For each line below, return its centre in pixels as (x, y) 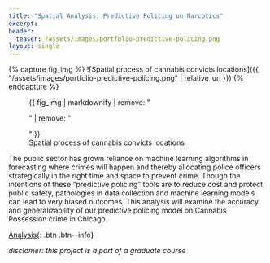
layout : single (34, 46)
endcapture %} (34, 87)
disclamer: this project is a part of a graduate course (97, 251)
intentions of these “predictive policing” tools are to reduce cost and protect (136, 185)
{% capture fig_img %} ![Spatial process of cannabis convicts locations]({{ (133, 69)
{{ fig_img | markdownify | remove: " (89, 103)
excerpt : (23, 24)
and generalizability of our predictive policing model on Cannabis (118, 210)
